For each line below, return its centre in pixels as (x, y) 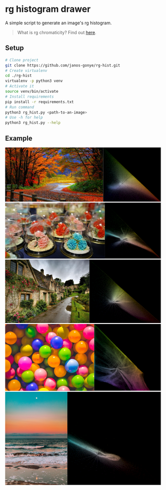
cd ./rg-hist (19, 76)
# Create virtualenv (26, 70)
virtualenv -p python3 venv (34, 81)
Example (19, 138)
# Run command (20, 107)
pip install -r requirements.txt (40, 102)
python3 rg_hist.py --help (33, 123)
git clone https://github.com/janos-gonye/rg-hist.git (63, 65)
